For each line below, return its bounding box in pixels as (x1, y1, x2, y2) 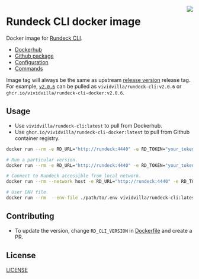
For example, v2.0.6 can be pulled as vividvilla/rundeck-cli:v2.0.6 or (6, 83, 182, 90)
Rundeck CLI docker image (6, 15, 141, 28)
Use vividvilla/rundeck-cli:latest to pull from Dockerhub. (14, 122, 163, 129)
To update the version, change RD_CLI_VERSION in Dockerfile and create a (14, 227, 192, 234)
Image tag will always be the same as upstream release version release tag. (6, 76, 191, 83)
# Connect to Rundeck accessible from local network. (6, 173, 142, 179)
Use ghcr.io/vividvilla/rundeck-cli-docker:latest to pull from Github (14, 128, 190, 135)
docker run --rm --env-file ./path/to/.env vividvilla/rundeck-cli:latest (6, 195, 197, 201)
